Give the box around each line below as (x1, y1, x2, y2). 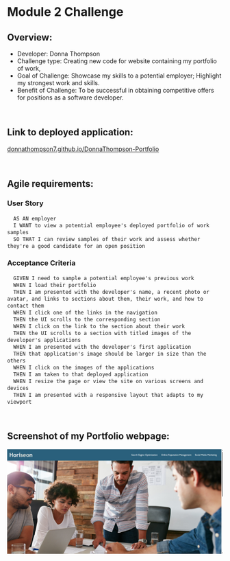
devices (7, 385, 29, 391)
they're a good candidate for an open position (7, 242, 146, 249)
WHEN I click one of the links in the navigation (13, 309, 157, 316)
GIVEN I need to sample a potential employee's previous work (13, 275, 194, 282)
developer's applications (7, 336, 81, 343)
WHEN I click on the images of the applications (13, 364, 155, 371)
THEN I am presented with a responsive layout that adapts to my (13, 391, 204, 398)
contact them (7, 302, 44, 309)
